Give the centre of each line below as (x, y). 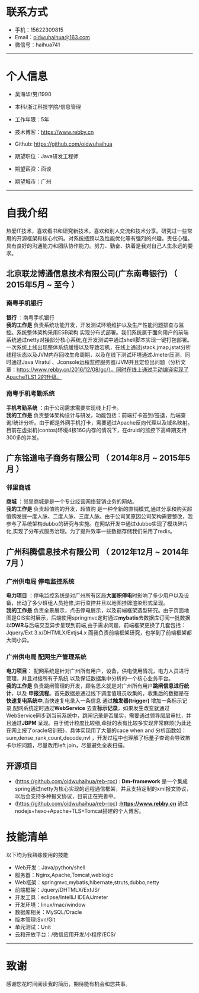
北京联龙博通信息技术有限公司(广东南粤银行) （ (92, 274)
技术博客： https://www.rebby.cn (54, 132)
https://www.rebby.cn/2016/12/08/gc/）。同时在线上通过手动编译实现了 (103, 369)
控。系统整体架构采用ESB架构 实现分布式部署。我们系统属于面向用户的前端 (97, 332)
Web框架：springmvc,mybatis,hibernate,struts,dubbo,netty (87, 882)
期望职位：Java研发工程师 (46, 156)
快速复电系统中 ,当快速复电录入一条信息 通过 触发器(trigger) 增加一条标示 (94, 701)
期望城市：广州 (33, 181)
